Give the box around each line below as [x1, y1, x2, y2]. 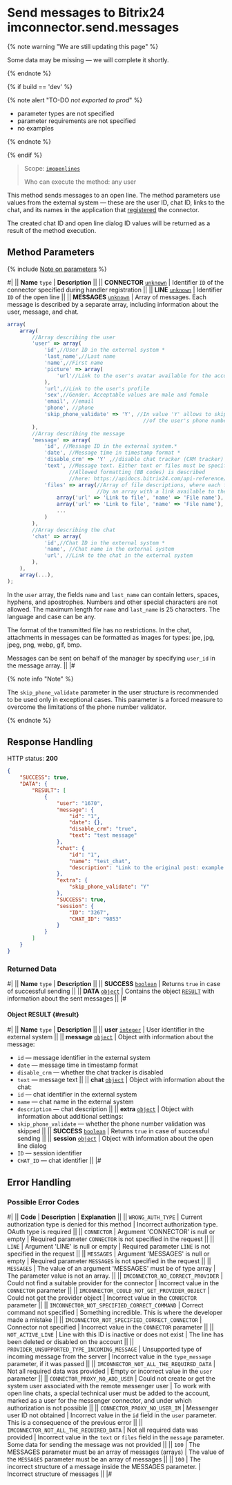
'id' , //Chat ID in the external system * [43, 539, 166, 547]
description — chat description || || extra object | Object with [17, 1105, 194, 1113]
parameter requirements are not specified [17, 116, 136, 125]
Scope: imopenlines [23, 164, 81, 172]
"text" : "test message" [68, 832, 137, 839]
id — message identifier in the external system [17, 1054, 151, 1062]
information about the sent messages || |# [7, 994, 126, 1003]
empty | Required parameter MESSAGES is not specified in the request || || [7, 1257, 212, 1265]
